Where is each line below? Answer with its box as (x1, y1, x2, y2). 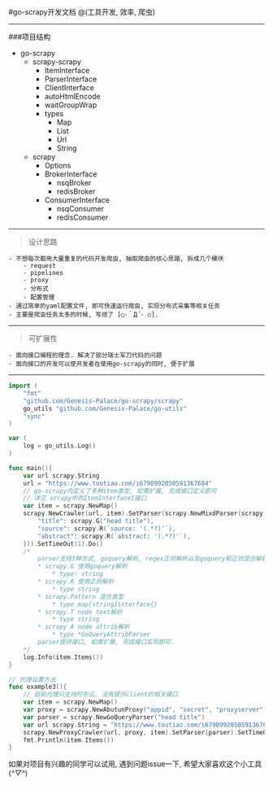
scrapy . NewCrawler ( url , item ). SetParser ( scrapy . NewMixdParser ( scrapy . (23, 509, 267, 518)
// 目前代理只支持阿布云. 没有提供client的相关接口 (23, 691, 179, 699)
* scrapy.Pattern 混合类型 (37, 592, 124, 600)
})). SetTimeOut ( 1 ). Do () (23, 539, 104, 547)
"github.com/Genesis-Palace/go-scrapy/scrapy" (23, 397, 184, 405)
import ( (8, 382, 38, 390)
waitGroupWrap (44, 100, 97, 110)
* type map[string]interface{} (51, 600, 158, 608)
